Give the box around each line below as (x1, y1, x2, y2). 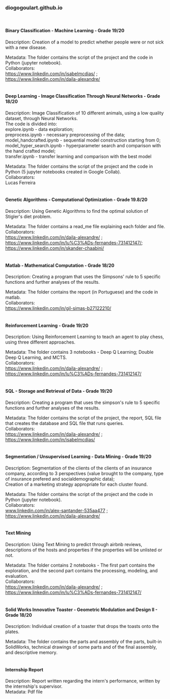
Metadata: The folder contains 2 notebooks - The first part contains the (5, 562, 155, 568)
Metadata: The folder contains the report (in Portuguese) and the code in (5, 289, 158, 295)
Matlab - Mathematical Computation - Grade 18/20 (5, 262, 115, 268)
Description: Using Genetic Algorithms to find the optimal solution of (5, 208, 149, 214)
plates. (5, 628, 19, 635)
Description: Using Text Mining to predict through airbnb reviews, (5, 541, 143, 547)
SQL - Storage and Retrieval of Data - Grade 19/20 (5, 388, 113, 394)
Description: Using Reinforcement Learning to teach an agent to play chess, (5, 334, 164, 340)
